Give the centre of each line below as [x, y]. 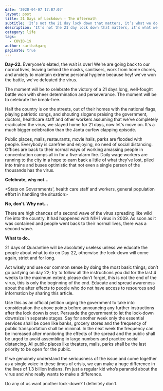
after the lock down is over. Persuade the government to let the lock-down [80, 313]
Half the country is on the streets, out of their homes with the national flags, [81, 109]
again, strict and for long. [30, 258]
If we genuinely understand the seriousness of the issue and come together [81, 358]
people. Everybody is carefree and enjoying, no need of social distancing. [79, 144]
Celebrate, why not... [27, 179]
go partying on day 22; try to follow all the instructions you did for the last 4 [81, 272]
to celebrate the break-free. [33, 99]
